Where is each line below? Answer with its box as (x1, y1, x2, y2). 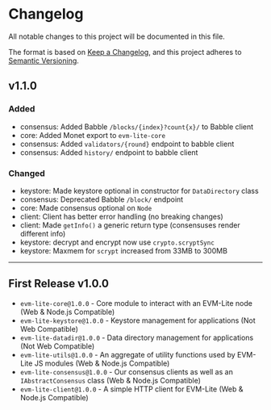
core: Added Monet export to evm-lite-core (19, 130, 166, 140)
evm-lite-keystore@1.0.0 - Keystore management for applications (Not (19, 316, 256, 325)
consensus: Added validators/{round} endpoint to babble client (19, 139, 235, 149)
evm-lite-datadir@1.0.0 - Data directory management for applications (19, 333, 254, 342)
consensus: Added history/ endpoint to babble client (19, 147, 198, 157)
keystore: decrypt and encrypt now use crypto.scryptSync (19, 237, 215, 247)
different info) (19, 228, 66, 238)
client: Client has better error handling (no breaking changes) (19, 211, 223, 221)
